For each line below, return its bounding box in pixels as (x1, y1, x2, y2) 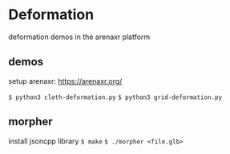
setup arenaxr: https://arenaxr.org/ (8, 76, 123, 85)
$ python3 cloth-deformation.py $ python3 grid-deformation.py (8, 93, 223, 101)
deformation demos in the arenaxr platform (8, 32, 151, 41)
